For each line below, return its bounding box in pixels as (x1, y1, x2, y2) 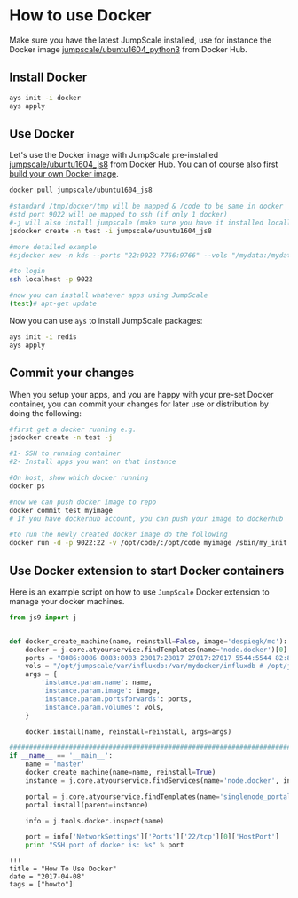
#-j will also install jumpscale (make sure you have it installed (9, 218, 264, 227)
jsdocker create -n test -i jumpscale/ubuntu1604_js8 (9, 226, 213, 235)
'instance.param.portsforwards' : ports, (41, 694, 192, 704)
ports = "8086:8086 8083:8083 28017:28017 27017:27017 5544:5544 (25, 653, 272, 662)
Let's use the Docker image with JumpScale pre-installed (9, 150, 219, 161)
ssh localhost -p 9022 (9, 275, 93, 284)
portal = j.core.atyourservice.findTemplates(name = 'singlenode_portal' (25, 792, 295, 801)
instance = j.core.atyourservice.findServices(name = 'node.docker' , (25, 776, 279, 785)
